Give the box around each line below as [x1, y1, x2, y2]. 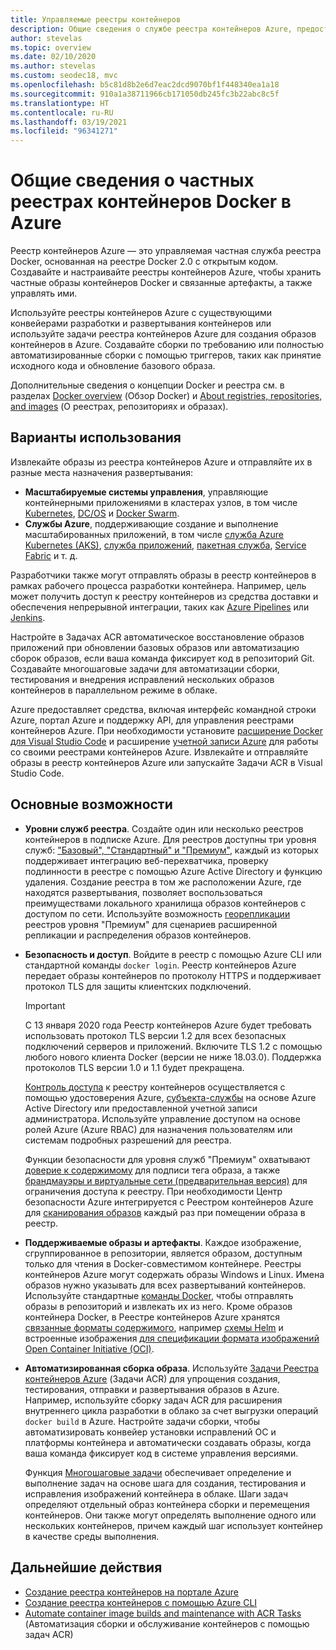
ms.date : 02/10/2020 [10, 52, 97, 62]
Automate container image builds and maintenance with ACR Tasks [24, 1607, 302, 1619]
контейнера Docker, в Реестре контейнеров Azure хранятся [24, 1311, 281, 1323]
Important [24, 999, 66, 1011]
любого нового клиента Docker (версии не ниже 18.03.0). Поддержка [24, 1051, 322, 1063]
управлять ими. [10, 287, 78, 300]
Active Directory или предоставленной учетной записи [24, 1102, 258, 1114]
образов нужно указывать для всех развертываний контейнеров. [24, 1279, 307, 1291]
